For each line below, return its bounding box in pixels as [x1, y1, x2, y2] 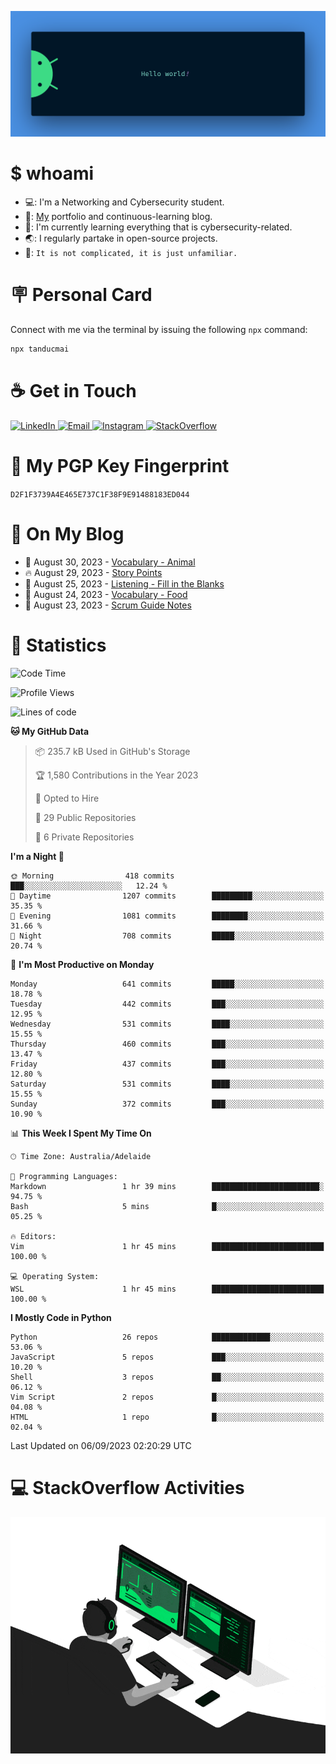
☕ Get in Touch [10, 380, 137, 403]
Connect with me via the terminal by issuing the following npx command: [10, 324, 308, 336]
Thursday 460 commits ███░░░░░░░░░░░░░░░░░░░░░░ [10, 1039, 325, 1049]
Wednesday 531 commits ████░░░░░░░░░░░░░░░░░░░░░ [10, 1019, 325, 1029]
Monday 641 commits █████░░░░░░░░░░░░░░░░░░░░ [10, 979, 325, 989]
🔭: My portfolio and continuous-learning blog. [24, 211, 213, 223]
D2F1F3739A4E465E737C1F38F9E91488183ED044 [10, 489, 190, 500]
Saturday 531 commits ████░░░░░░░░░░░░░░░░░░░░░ [10, 1079, 325, 1089]
